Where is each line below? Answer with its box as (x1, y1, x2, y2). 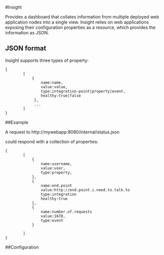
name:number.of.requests (40, 209, 92, 214)
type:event (40, 218, 64, 223)
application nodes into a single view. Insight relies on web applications (5, 19, 149, 25)
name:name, (40, 80, 64, 85)
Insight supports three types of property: (5, 57, 89, 63)
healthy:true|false (40, 93, 81, 98)
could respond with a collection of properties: (5, 138, 98, 144)
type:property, (40, 170, 72, 175)
